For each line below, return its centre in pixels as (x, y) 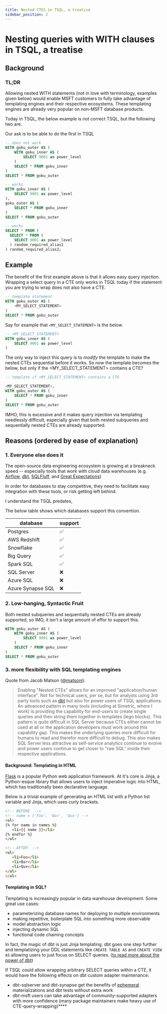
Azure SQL (20, 580)
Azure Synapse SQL (31, 589)
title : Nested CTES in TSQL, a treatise (48, 10)
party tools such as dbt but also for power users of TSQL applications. (90, 701)
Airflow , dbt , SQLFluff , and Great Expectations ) (53, 477)
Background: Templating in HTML (41, 765)
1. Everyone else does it (34, 455)
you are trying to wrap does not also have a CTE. (55, 287)
